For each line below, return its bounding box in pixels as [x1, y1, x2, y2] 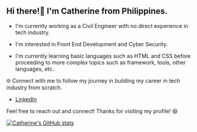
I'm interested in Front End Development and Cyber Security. [15, 40, 168, 47]
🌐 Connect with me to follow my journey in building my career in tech [6, 77, 181, 84]
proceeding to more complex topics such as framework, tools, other [15, 58, 186, 66]
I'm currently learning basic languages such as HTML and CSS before [15, 52, 191, 60]
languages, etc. [15, 65, 54, 72]
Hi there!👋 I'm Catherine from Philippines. [6, 6, 168, 16]
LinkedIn [15, 96, 37, 103]
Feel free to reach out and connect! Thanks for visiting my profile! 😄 [6, 107, 178, 114]
